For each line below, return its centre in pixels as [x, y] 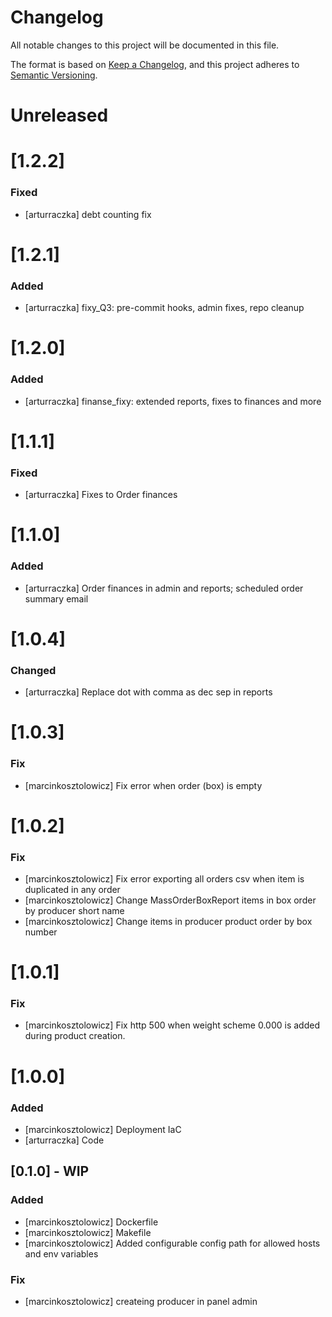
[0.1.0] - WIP [50, 1171]
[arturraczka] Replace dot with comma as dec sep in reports [148, 692]
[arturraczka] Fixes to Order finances [101, 495]
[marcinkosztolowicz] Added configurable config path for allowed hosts [172, 1243]
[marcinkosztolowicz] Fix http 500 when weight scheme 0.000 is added [172, 1025]
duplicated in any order [72, 889]
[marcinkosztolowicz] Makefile [88, 1232]
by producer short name [74, 910]
